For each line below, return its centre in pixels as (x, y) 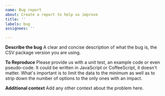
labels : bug (18, 24)
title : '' (16, 19)
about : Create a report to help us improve (52, 15)
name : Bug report (23, 10)
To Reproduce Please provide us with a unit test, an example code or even (83, 62)
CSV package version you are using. (43, 53)
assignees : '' (20, 29)
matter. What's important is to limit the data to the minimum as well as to (80, 73)
